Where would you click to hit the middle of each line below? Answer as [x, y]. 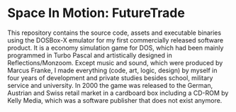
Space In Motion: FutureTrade [96, 13]
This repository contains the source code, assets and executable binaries [114, 33]
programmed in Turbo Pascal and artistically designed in [90, 55]
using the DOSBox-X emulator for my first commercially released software [116, 40]
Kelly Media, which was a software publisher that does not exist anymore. [115, 100]
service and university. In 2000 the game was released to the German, [110, 85]
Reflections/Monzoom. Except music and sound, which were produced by [115, 62]
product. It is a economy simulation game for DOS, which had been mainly [116, 47]
